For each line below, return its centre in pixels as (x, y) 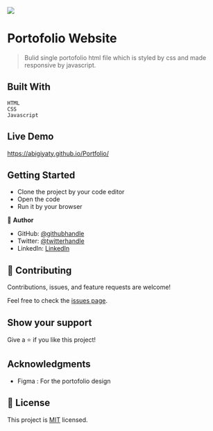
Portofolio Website (62, 39)
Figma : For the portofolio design (64, 381)
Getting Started (41, 175)
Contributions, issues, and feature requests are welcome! (89, 287)
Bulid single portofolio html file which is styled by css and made (115, 57)
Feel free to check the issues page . (57, 301)
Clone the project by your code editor (71, 192)
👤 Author (20, 220)
